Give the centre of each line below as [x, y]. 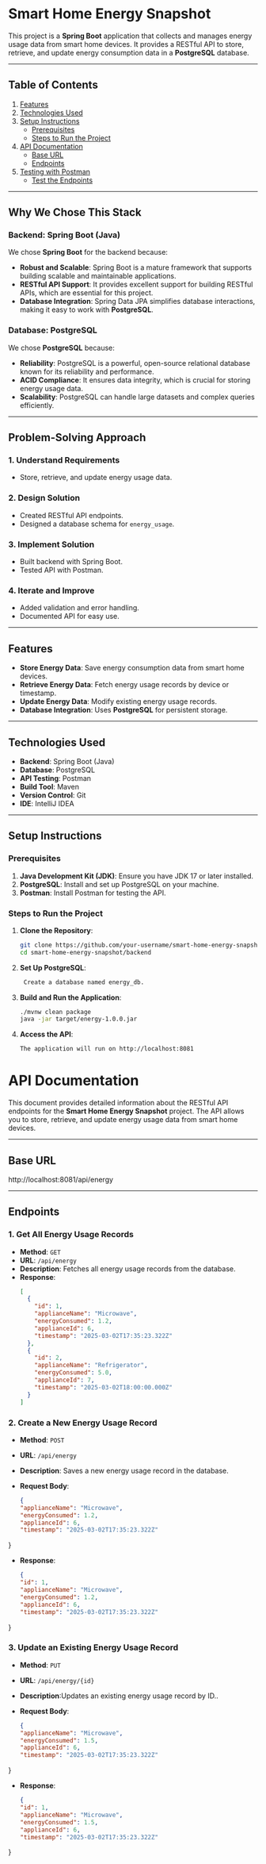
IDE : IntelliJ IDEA [47, 803]
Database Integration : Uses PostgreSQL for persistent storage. [123, 710]
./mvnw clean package [55, 1012]
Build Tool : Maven [49, 786]
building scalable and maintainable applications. [98, 276]
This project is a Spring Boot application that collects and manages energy [130, 36]
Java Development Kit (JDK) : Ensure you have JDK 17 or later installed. [137, 876]
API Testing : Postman [55, 778]
